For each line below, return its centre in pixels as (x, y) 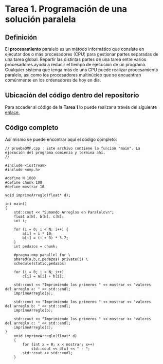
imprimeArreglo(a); (34, 293)
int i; (20, 221)
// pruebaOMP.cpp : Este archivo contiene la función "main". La (72, 148)
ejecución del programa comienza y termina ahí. (55, 153)
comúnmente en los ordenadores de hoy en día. (53, 80)
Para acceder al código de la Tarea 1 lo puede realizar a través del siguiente (81, 107)
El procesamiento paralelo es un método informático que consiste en (75, 49)
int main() (16, 204)
